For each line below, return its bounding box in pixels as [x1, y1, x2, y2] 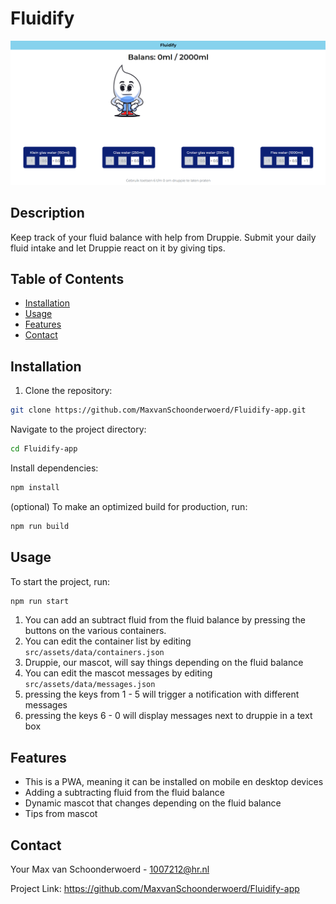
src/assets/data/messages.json [24, 680, 156, 690]
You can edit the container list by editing [24, 635, 192, 647]
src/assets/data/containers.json [24, 648, 165, 658]
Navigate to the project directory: [10, 423, 147, 436]
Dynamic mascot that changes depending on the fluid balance [24, 797, 282, 809]
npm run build [10, 521, 70, 531]
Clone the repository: [24, 385, 113, 397]
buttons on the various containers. [24, 625, 167, 637]
